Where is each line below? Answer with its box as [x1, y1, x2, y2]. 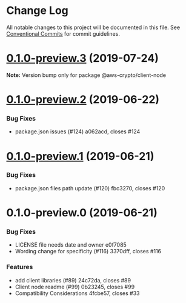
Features [6, 263, 33, 271]
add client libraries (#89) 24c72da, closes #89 [15, 276, 131, 284]
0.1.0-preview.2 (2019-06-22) [6, 93, 159, 107]
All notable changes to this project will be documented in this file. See [6, 24, 181, 31]
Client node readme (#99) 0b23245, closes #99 [15, 283, 135, 290]
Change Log [6, 4, 68, 18]
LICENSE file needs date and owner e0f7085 [15, 241, 127, 248]
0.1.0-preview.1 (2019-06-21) [6, 149, 154, 163]
